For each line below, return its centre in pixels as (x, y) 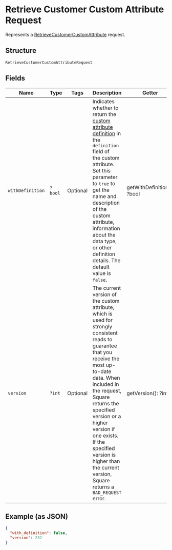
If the (99, 442)
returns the (106, 403)
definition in (107, 133)
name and (104, 196)
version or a (107, 416)
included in (106, 384)
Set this (102, 170)
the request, (107, 390)
